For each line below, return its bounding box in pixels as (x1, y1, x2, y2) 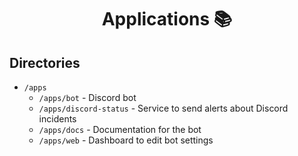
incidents (38, 113, 77, 125)
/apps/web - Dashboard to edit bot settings (38, 134, 214, 146)
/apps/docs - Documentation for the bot (38, 124, 202, 135)
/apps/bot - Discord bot (38, 92, 137, 103)
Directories (9, 54, 81, 71)
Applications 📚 (101, 8, 233, 31)
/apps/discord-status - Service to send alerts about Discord (38, 102, 289, 114)
